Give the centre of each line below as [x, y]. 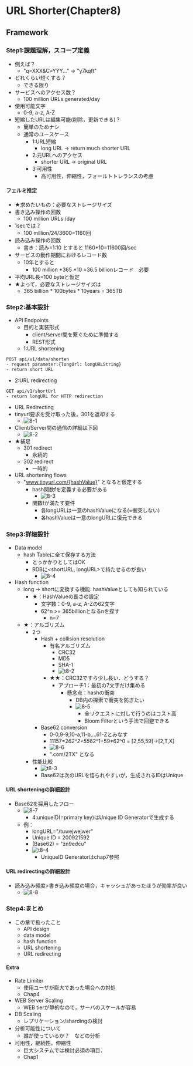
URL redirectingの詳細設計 [38, 871]
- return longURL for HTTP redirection [55, 397]
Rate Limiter [29, 980]
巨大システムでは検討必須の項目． [64, 1050]
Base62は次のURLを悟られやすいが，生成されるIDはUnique [112, 775]
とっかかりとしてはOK [59, 562]
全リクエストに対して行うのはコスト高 [130, 713]
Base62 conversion [64, 727]
